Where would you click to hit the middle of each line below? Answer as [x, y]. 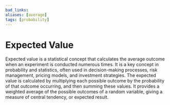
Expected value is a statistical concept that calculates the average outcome [85, 59]
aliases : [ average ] [26, 15]
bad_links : [17, 10]
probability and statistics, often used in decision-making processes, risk [81, 70]
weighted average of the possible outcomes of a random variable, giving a [84, 92]
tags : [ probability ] [27, 19]
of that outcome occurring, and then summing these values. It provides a [82, 86]
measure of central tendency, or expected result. [57, 97]
